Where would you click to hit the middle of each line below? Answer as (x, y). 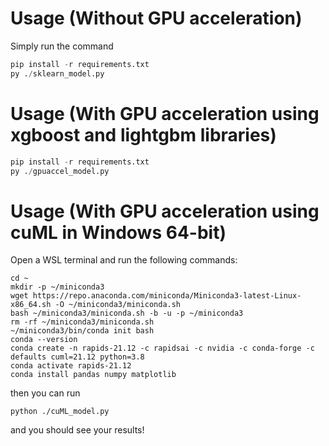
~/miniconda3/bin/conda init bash (82, 331)
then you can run (45, 393)
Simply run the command (62, 46)
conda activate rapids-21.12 (71, 366)
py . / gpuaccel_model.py (60, 171)
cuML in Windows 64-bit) (118, 232)
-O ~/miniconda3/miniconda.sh (118, 305)
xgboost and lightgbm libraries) (143, 134)
